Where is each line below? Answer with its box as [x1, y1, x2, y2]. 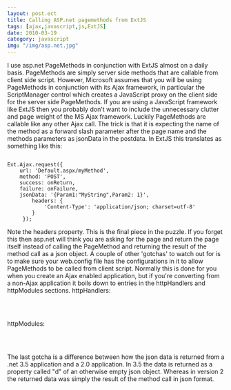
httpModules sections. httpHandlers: [7, 286, 111, 294]
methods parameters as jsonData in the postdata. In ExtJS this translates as [7, 135, 222, 142]
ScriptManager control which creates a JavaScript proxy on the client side [7, 90, 218, 99]
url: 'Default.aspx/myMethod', [19, 167, 110, 174]
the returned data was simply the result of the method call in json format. [7, 375, 214, 383]
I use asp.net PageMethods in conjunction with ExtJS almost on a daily [7, 61, 208, 69]
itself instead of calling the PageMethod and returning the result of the [7, 242, 207, 251]
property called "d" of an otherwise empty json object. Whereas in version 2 [7, 367, 224, 376]
